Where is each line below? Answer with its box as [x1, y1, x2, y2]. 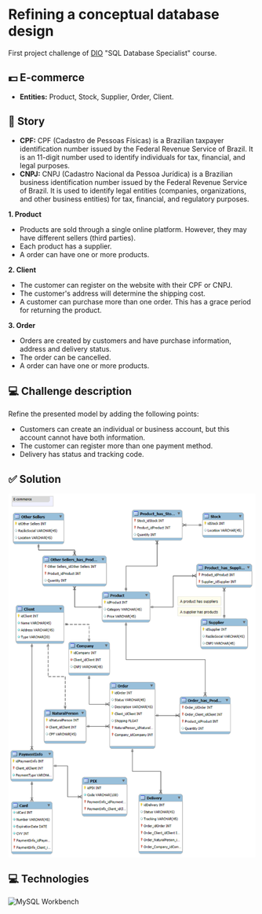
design [8, 22, 54, 40]
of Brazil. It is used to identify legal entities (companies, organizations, [19, 186, 247, 195]
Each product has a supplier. [19, 241, 112, 251]
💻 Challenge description [8, 384, 132, 398]
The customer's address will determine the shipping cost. [19, 289, 206, 298]
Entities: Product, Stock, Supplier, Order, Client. [19, 92, 174, 101]
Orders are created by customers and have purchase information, [19, 336, 231, 345]
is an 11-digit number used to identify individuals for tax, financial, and [19, 152, 246, 162]
